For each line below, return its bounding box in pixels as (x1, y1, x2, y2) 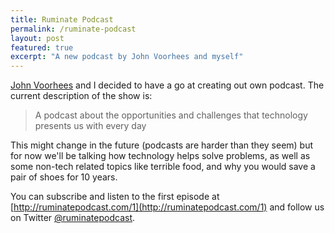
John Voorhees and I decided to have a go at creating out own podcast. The (10, 79, 325, 91)
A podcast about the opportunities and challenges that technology (34, 109, 308, 121)
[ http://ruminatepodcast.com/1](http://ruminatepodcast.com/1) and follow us (10, 201, 325, 213)
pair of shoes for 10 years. (10, 171, 118, 183)
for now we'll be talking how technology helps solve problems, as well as (10, 150, 311, 162)
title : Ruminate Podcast (10, 14, 114, 25)
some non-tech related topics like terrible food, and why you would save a (10, 161, 316, 173)
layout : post (10, 33, 65, 43)
